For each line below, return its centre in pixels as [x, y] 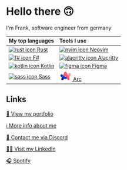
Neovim [99, 50]
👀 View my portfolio [30, 113]
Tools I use [73, 41]
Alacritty [108, 57]
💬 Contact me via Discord [37, 137]
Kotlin [47, 66]
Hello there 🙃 [40, 12]
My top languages [31, 41]
